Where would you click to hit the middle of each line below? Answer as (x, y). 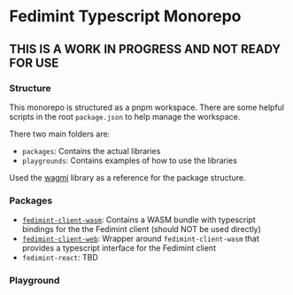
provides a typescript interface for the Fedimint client (119, 248)
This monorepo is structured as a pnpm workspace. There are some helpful (147, 107)
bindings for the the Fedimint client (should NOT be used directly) (141, 229)
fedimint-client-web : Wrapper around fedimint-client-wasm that (140, 239)
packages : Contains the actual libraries (91, 151)
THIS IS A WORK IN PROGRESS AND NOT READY (145, 49)
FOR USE (34, 62)
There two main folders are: (60, 134)
